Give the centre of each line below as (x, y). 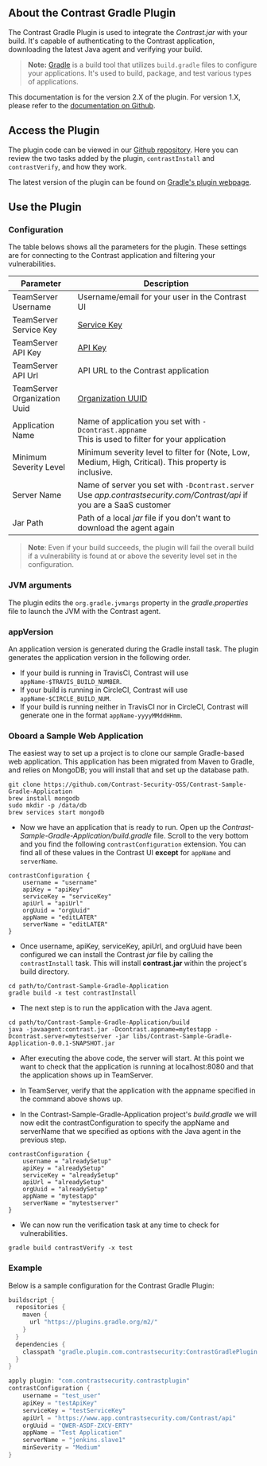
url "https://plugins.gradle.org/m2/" (93, 1322)
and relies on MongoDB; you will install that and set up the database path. (129, 770)
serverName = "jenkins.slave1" (74, 1441)
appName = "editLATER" (60, 918)
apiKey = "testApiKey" (60, 1403)
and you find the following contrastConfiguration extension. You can (133, 844)
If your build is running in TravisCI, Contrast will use (104, 673)
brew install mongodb (44, 799)
